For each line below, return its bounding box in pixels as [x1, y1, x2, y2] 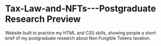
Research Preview [5, 13, 81, 25]
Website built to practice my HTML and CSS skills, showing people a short [5, 30, 156, 36]
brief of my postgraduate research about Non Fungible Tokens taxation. [5, 35, 151, 41]
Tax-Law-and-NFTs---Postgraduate [5, 3, 157, 14]
